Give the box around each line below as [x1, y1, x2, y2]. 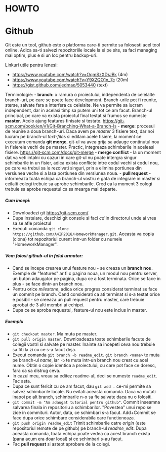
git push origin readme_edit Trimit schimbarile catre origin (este [12, 420, 146, 426]
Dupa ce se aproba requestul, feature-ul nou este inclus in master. [12, 307, 147, 313]
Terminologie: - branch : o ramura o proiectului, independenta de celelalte [5, 92, 155, 98]
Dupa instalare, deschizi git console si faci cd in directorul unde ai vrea [12, 215, 157, 221]
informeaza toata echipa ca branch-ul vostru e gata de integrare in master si [5, 176, 161, 182]
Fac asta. [12, 378, 31, 384]
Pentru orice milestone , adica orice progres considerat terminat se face [12, 286, 158, 292]
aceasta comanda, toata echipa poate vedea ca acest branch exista [12, 431, 151, 437]
